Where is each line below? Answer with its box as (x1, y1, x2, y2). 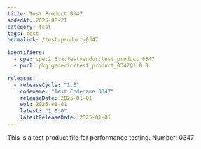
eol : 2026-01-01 (20, 101, 68, 108)
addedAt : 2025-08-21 (7, 17, 68, 24)
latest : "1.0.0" (20, 108, 68, 115)
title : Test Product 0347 (7, 10, 83, 18)
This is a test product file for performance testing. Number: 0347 (7, 133, 195, 141)
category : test (7, 23, 52, 30)
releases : (7, 74, 36, 82)
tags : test (7, 30, 39, 37)
